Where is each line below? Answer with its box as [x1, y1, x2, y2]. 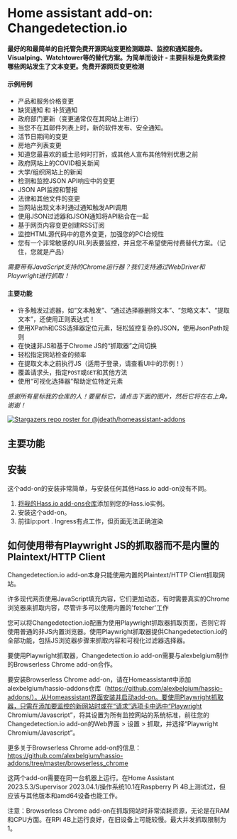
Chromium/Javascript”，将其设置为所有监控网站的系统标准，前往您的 [7, 711, 210, 719]
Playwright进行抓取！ [7, 272, 70, 280]
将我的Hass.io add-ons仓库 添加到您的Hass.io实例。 [17, 499, 169, 508]
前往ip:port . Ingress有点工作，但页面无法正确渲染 [17, 516, 164, 526]
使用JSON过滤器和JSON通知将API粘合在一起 [17, 212, 149, 221]
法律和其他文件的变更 [17, 194, 80, 203]
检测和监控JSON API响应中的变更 [17, 177, 116, 185]
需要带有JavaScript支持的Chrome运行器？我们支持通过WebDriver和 [7, 262, 206, 271]
